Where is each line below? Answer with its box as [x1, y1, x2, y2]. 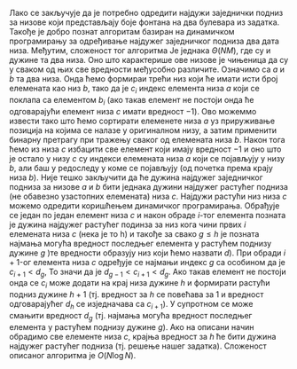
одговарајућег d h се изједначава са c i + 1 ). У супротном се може [9, 299, 254, 311]
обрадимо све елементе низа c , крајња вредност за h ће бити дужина [9, 331, 277, 342]
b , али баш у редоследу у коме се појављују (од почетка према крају [9, 162, 273, 173]
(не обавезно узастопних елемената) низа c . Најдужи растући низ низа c [9, 191, 287, 201]
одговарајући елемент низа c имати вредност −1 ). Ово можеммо [9, 106, 257, 116]
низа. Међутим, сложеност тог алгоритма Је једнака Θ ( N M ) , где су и [9, 45, 271, 56]
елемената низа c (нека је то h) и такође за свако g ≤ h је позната [9, 228, 260, 239]
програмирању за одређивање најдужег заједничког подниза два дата [9, 35, 279, 46]
